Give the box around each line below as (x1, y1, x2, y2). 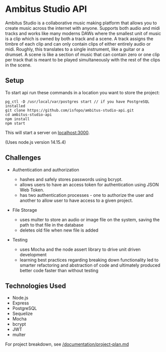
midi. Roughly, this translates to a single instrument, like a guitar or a (5, 46, 145, 52)
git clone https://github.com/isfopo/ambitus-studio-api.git (5, 108, 134, 113)
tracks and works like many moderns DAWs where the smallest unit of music (5, 30, 161, 36)
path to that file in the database (19, 222, 84, 228)
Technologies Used (5, 282, 66, 290)
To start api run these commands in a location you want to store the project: (5, 89, 160, 95)
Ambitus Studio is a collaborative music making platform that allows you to (5, 20, 157, 26)
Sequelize (12, 311, 33, 317)
